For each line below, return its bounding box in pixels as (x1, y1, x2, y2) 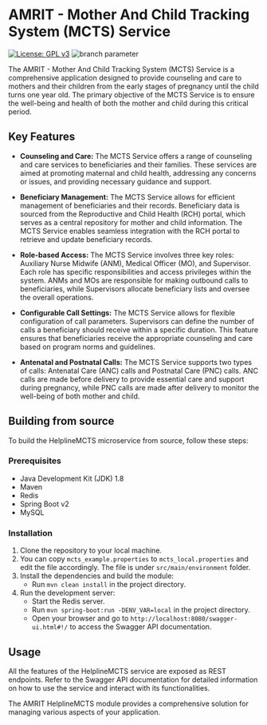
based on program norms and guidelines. (19, 342, 155, 351)
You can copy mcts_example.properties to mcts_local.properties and (19, 554, 249, 564)
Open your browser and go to (31, 613, 129, 624)
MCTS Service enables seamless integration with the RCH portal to (19, 226, 241, 236)
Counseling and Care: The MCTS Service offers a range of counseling (19, 151, 253, 160)
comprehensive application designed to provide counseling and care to (8, 73, 242, 82)
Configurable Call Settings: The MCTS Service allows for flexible (19, 307, 235, 317)
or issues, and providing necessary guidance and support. (19, 176, 212, 186)
